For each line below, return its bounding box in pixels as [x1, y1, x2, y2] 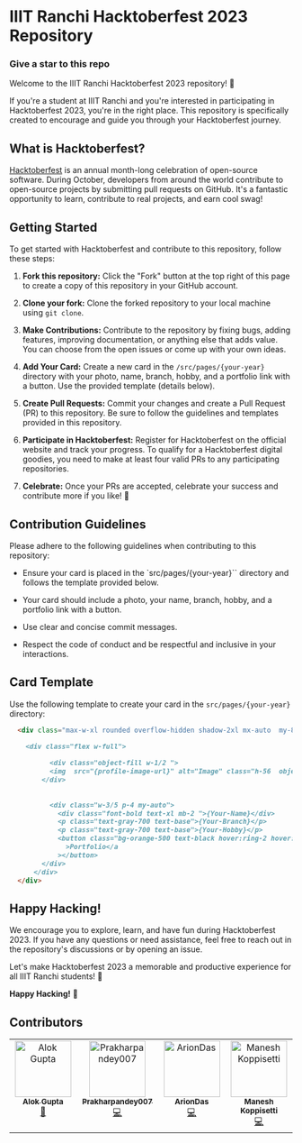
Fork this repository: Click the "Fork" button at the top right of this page [22, 270, 290, 281]
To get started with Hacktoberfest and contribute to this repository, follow [9, 243, 282, 254]
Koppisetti [240, 1106, 279, 1116]
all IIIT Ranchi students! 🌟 [9, 971, 103, 982]
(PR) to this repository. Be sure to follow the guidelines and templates [22, 407, 279, 418]
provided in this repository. [22, 417, 122, 428]
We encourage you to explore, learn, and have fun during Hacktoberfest [9, 925, 276, 936]
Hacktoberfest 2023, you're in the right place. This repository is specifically [9, 105, 289, 116]
